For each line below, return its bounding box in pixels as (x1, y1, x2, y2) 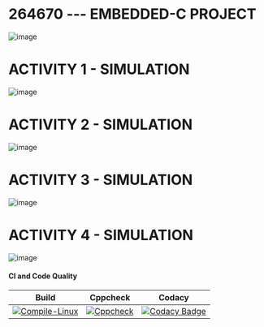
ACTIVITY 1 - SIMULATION (8, 60, 190, 79)
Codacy (158, 291, 189, 303)
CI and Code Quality (8, 271, 78, 281)
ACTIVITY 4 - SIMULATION (8, 226, 193, 244)
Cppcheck (89, 291, 131, 303)
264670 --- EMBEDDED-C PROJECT (8, 5, 257, 24)
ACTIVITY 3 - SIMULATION (8, 171, 193, 189)
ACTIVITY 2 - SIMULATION (8, 115, 193, 134)
